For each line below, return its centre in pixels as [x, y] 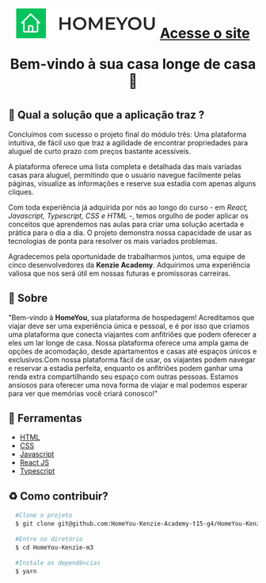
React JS [34, 463]
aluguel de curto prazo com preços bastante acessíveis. [100, 151]
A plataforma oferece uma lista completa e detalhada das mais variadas [125, 166]
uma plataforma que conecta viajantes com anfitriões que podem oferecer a [133, 334]
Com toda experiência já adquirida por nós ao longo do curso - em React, [128, 207]
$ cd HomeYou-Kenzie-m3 [54, 547]
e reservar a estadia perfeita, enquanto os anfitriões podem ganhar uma [126, 368]
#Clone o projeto [44, 515]
